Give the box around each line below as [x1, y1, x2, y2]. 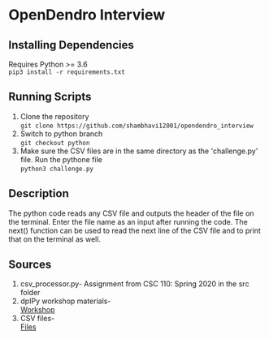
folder [20, 288, 41, 298]
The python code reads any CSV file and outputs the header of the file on [8, 208, 254, 218]
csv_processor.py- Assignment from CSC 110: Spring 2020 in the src [20, 279, 249, 289]
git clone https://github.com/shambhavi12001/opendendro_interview [20, 122, 254, 130]
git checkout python [20, 139, 90, 147]
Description [8, 187, 69, 200]
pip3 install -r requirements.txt [8, 68, 126, 76]
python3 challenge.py [20, 165, 93, 173]
